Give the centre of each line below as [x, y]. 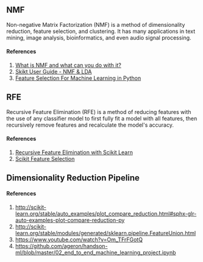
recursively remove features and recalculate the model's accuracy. [90, 125]
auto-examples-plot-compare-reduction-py [70, 220]
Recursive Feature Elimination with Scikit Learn [74, 152]
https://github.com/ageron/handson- [61, 246]
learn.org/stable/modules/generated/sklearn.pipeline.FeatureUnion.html [105, 233]
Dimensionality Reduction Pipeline [73, 178]
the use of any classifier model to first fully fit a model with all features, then [102, 118]
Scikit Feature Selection [45, 159]
